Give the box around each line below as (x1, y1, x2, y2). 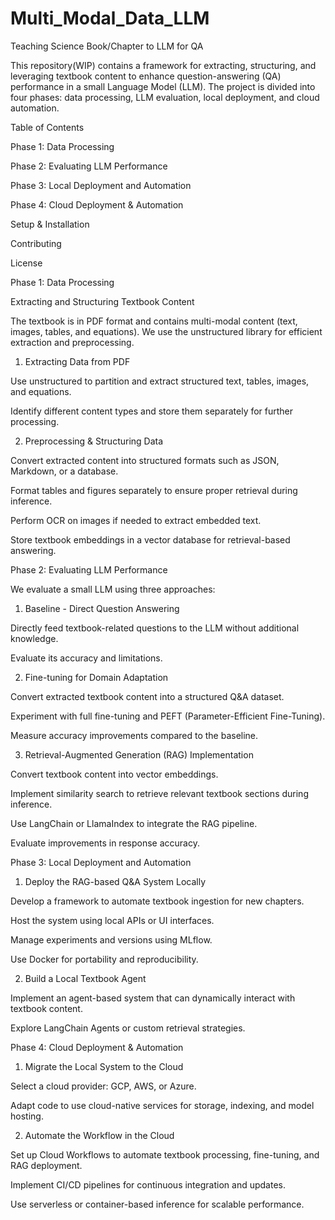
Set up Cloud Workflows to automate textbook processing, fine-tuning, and (10, 1148, 320, 1161)
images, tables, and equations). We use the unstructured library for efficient (10, 325, 323, 337)
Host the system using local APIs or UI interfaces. (10, 914, 215, 926)
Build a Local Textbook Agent (24, 972, 147, 984)
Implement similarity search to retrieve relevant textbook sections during (10, 787, 309, 799)
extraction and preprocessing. (10, 336, 135, 348)
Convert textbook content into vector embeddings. (10, 768, 219, 780)
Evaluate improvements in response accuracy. (10, 837, 200, 849)
